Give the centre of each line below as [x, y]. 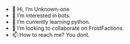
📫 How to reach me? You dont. [51, 35]
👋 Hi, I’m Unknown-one [41, 9]
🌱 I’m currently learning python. [51, 22]
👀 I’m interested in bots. [41, 15]
